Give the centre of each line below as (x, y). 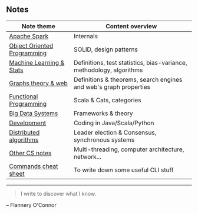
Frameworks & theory (103, 113)
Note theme (39, 26)
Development (27, 123)
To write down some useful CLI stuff (123, 170)
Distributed (24, 132)
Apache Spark (29, 36)
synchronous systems (104, 139)
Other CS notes (30, 153)
